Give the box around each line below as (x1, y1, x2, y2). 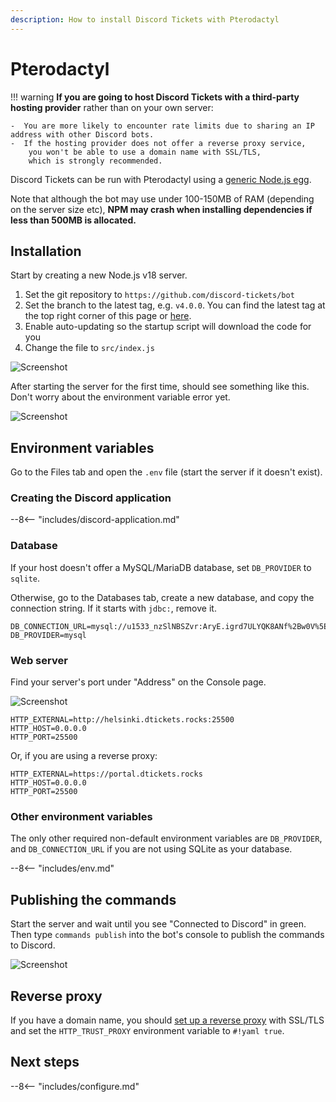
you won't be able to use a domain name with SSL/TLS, (28, 147, 262, 157)
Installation (10, 242, 82, 260)
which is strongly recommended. (28, 156, 163, 166)
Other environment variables (10, 810, 153, 823)
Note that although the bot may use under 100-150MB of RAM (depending (10, 192, 315, 205)
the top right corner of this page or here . (24, 310, 192, 322)
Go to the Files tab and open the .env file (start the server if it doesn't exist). (10, 466, 323, 478)
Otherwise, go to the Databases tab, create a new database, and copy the (10, 591, 315, 603)
